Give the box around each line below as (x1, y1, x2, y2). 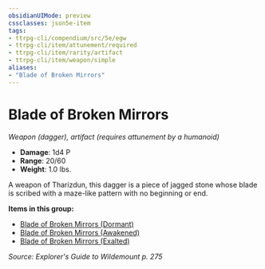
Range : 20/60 (19, 156, 66, 165)
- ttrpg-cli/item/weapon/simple (8, 57, 116, 65)
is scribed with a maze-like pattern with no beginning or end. (8, 188, 208, 198)
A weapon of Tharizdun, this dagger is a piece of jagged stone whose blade (8, 180, 258, 189)
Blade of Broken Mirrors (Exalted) (19, 236, 130, 246)
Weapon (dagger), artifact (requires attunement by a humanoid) (8, 132, 220, 141)
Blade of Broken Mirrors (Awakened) (19, 227, 140, 237)
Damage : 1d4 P (19, 147, 71, 156)
